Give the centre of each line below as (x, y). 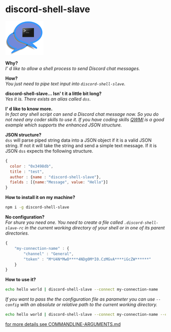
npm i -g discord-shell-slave (37, 207)
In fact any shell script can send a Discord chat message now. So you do (82, 114)
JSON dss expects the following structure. (49, 151)
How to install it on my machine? (40, 197)
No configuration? (25, 217)
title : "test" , (27, 172)
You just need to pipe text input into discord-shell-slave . (65, 84)
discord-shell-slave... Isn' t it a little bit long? (53, 93)
